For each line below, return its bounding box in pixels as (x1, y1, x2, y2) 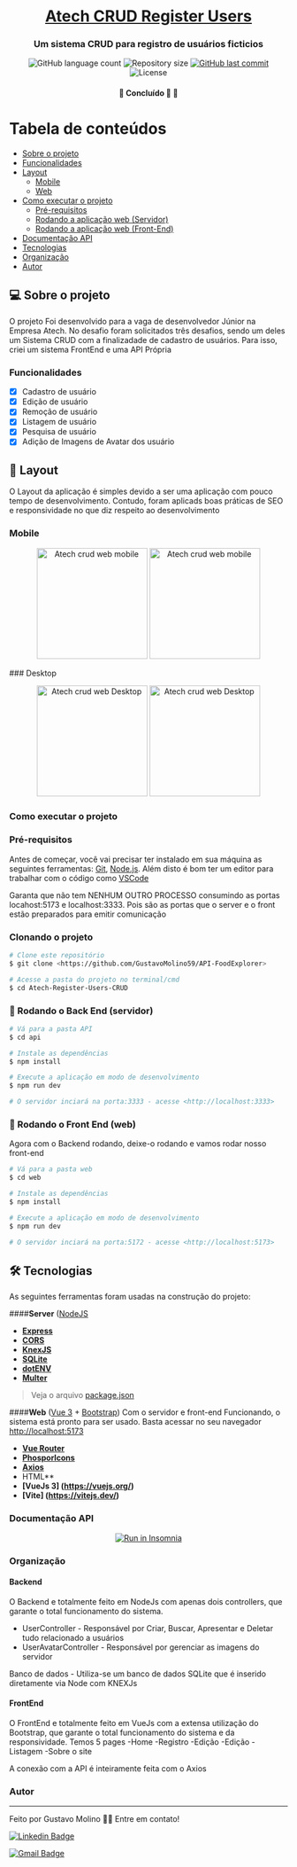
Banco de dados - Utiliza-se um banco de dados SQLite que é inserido (9, 1668, 267, 1679)
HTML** (21, 1472, 55, 1482)
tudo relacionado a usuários (21, 1632, 125, 1643)
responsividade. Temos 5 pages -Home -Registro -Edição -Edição (9, 1736, 250, 1747)
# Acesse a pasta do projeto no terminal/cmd (9, 975, 179, 984)
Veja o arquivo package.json (30, 1390, 134, 1401)
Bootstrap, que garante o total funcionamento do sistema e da (9, 1727, 235, 1738)
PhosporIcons (21, 1452, 75, 1464)
